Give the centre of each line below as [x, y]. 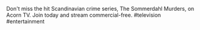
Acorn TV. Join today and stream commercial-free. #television [84, 15]
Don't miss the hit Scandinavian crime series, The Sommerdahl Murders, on [100, 9]
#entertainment [25, 21]
